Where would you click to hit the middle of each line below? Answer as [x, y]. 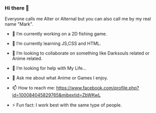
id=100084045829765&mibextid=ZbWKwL [56, 95]
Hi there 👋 [17, 8]
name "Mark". [19, 24]
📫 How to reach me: [33, 88]
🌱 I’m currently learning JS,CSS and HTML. [57, 43]
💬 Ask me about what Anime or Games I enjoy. [60, 78]
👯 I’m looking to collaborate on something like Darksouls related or [81, 53]
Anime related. [27, 58]
